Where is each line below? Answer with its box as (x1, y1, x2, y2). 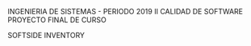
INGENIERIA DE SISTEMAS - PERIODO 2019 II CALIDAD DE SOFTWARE (7, 7, 244, 16)
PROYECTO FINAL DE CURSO (7, 15, 107, 25)
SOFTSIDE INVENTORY (7, 31, 86, 40)
